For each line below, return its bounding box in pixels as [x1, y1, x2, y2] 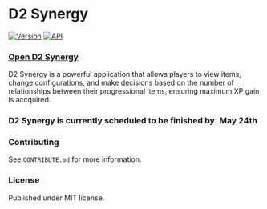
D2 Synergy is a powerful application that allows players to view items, [8, 70, 242, 79]
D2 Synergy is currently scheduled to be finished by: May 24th [8, 115, 258, 127]
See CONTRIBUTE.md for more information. [8, 155, 142, 164]
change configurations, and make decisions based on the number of [8, 78, 234, 88]
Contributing [8, 137, 59, 148]
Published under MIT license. [8, 193, 105, 203]
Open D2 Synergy [8, 51, 79, 62]
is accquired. [8, 95, 51, 105]
